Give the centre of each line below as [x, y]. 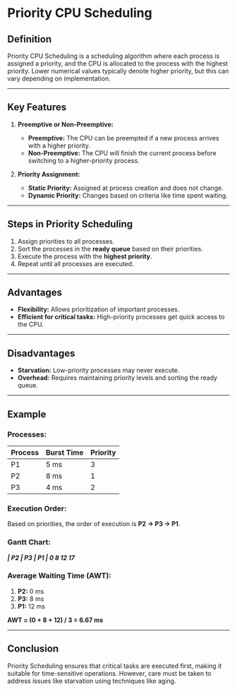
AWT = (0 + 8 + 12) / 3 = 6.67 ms [55, 620]
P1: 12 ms [31, 606]
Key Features [37, 107]
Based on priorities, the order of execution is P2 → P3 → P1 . [94, 524]
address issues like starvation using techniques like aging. [92, 681]
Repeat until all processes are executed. [75, 263]
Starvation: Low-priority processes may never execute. [98, 370]
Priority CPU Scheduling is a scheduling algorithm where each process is [114, 56]
